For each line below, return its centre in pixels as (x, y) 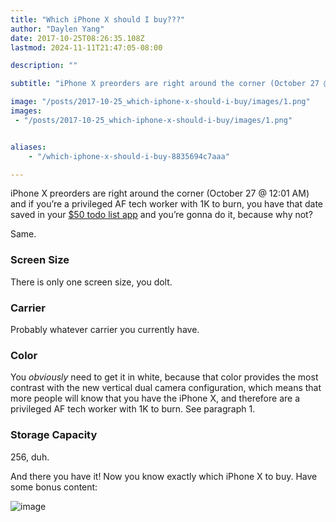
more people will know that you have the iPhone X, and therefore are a (155, 398)
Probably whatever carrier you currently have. (105, 329)
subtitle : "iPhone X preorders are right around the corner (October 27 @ (169, 84)
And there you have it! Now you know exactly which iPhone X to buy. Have (164, 476)
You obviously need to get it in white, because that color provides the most (164, 377)
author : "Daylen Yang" (57, 29)
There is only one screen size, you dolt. (91, 282)
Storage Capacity (54, 435)
